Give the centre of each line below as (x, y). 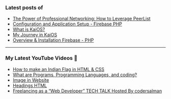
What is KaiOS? (29, 29)
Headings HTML (30, 85)
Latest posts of (24, 8)
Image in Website (31, 80)
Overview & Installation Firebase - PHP (53, 40)
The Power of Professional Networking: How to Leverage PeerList (82, 19)
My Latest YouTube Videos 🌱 (41, 58)
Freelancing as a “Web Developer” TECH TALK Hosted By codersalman (87, 91)
